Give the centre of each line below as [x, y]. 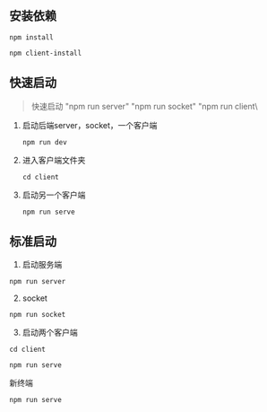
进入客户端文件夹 [54, 160]
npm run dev [44, 142]
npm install [31, 37]
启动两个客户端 [50, 333]
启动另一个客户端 [54, 195]
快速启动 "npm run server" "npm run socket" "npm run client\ [144, 106]
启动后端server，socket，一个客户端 [90, 125]
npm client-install [46, 53]
